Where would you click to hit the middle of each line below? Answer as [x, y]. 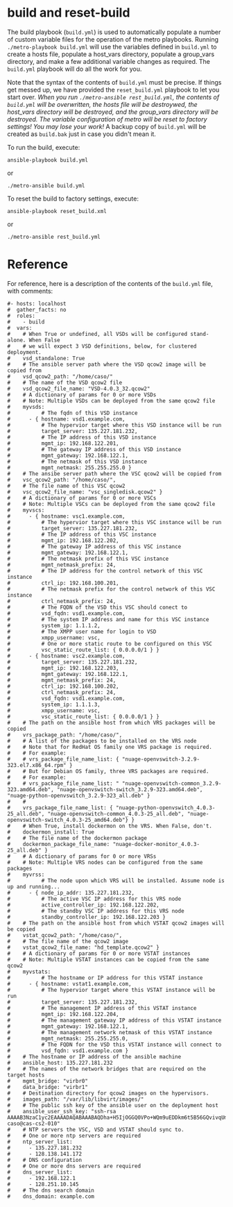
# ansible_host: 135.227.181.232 [60, 1063]
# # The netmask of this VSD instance [77, 462]
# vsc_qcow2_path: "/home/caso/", [62, 480]
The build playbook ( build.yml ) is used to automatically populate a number [114, 32]
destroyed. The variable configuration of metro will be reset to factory [107, 119]
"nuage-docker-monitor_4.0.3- [156, 844]
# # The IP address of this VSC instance [82, 534]
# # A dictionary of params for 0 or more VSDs [82, 395]
